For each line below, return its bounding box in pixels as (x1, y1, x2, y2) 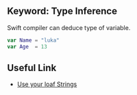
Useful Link (7, 62, 57, 74)
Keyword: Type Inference (7, 5, 118, 17)
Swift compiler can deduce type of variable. (7, 23, 131, 31)
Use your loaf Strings (16, 80, 77, 88)
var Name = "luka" (7, 37, 60, 44)
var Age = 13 (7, 43, 48, 50)
